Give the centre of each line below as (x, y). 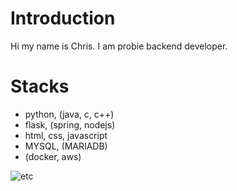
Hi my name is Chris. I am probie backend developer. (119, 46)
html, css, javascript (66, 135)
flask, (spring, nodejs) (70, 124)
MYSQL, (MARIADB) (66, 146)
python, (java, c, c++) (69, 114)
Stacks (40, 86)
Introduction (63, 18)
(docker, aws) (53, 156)
